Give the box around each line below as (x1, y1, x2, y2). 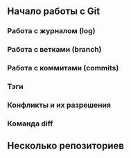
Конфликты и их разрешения (7, 100, 111, 110)
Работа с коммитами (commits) (7, 63, 119, 73)
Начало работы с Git (7, 6, 101, 17)
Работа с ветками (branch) (7, 45, 102, 55)
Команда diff (7, 119, 53, 128)
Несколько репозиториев (7, 140, 125, 152)
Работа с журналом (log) (7, 26, 96, 36)
